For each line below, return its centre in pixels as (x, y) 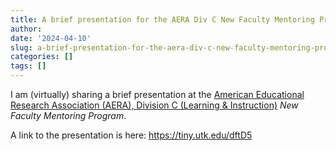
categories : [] (42, 57)
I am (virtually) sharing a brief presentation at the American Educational (157, 94)
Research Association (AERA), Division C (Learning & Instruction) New (154, 105)
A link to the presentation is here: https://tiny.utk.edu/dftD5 (131, 135)
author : (26, 29)
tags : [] (28, 66)
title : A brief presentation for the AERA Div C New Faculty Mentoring (162, 19)
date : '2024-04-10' (51, 38)
